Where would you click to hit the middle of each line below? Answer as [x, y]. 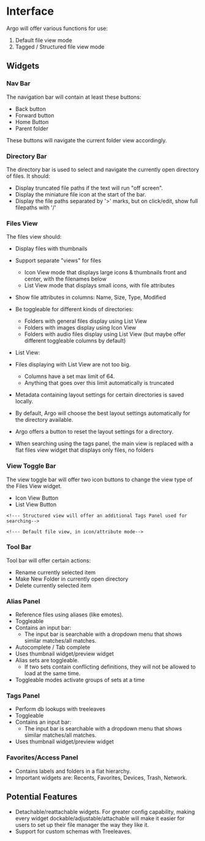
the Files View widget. [34, 486]
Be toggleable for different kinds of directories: [74, 309]
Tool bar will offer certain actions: [49, 560]
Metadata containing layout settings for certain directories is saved [99, 395]
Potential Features [42, 797]
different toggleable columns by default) [75, 341]
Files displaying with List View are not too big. [73, 365]
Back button [30, 109]
